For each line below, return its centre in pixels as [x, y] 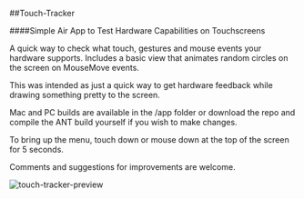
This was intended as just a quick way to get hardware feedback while [141, 85]
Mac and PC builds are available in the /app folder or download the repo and [152, 112]
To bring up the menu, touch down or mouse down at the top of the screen [149, 139]
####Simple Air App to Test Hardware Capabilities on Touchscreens [137, 30]
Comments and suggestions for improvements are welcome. [122, 167]
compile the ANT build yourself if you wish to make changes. [124, 122]
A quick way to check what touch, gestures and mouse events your [136, 48]
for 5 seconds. [36, 149]
